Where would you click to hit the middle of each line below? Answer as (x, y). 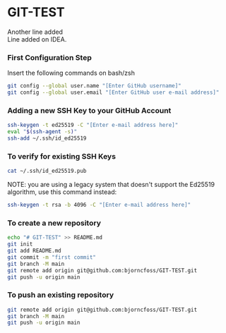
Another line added (35, 32)
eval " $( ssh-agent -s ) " (42, 132)
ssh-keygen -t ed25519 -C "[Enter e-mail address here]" (93, 125)
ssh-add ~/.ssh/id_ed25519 (47, 138)
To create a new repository (54, 223)
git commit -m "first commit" (52, 257)
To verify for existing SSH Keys (62, 156)
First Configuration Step (49, 57)
